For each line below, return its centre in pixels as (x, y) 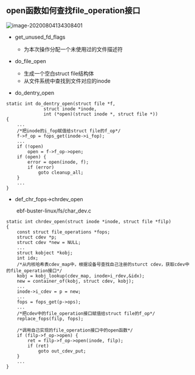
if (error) (41, 167)
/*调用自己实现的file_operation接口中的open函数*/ (75, 330)
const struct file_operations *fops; (64, 232)
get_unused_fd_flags (40, 37)
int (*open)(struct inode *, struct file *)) (101, 114)
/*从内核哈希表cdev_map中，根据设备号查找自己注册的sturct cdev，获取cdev (101, 264)
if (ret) (38, 346)
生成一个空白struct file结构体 (59, 73)
